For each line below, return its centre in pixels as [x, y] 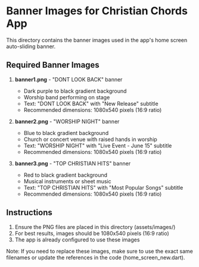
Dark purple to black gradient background [75, 91]
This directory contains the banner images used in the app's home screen [97, 40]
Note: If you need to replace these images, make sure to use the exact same [100, 251]
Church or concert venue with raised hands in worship [91, 139]
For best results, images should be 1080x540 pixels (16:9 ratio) [92, 233]
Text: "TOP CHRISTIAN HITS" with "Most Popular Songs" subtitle [103, 187]
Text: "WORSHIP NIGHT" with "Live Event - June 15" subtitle [98, 145]
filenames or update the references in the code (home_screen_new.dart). [96, 257]
